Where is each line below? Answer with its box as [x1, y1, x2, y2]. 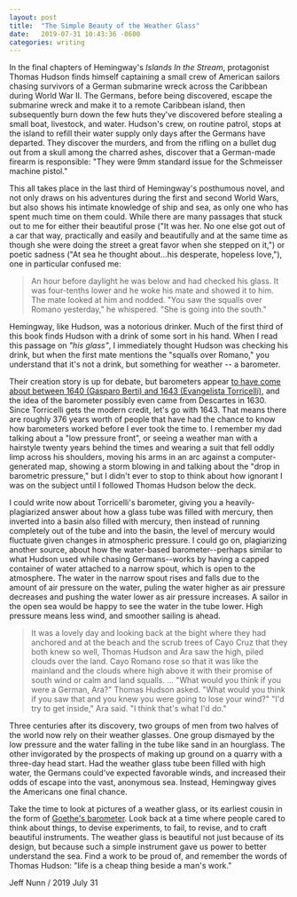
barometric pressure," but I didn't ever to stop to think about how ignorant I [9, 471, 283, 481]
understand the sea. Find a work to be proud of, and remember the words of [9, 851, 288, 861]
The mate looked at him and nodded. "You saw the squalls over [30, 295, 263, 306]
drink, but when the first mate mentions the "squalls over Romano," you [9, 350, 270, 361]
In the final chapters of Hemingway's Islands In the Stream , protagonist [9, 62, 270, 73]
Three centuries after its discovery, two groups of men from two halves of [9, 720, 279, 731]
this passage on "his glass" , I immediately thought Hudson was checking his [9, 340, 289, 351]
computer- [238, 452, 277, 463]
